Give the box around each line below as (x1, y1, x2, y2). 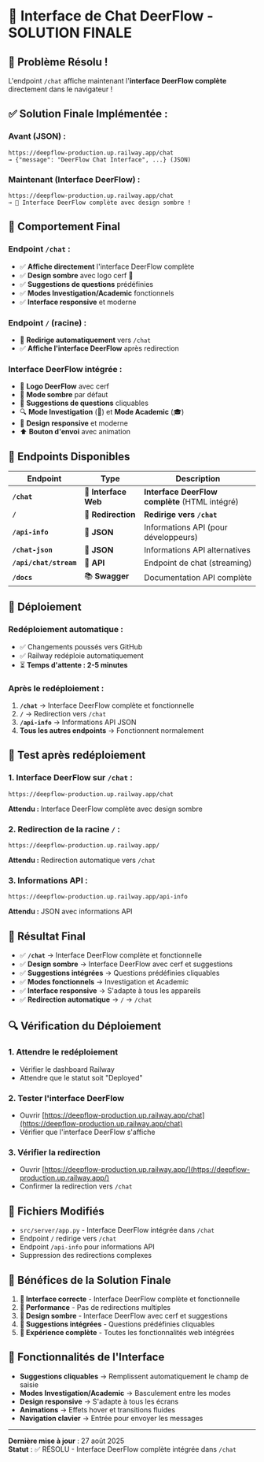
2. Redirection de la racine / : (8, 824, 120, 835)
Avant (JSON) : (8, 131, 67, 142)
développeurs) (144, 532, 198, 543)
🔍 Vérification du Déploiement (8, 1019, 162, 1032)
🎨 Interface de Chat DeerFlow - (8, 7, 214, 25)
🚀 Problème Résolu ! (8, 55, 108, 69)
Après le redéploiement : (8, 683, 104, 694)
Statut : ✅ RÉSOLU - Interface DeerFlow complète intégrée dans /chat (8, 1444, 237, 1453)
